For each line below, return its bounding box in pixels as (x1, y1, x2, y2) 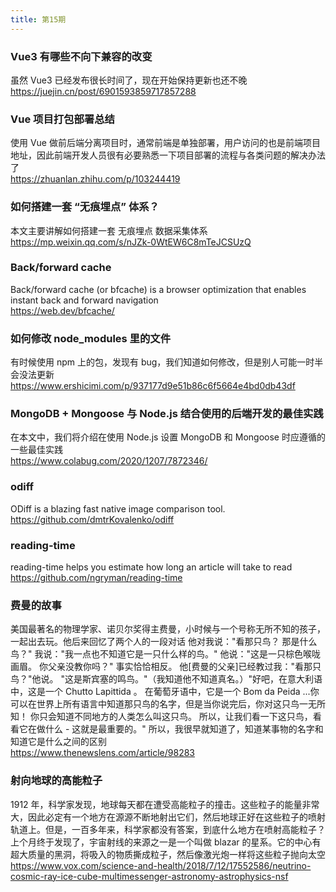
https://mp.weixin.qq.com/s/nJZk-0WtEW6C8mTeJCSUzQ (10, 236, 252, 248)
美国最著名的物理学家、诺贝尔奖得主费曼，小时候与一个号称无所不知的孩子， (10, 623, 326, 635)
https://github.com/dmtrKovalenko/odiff (10, 513, 175, 525)
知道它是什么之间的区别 (10, 736, 107, 748)
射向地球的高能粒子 (10, 774, 103, 788)
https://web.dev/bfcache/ (10, 304, 115, 316)
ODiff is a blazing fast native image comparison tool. (10, 502, 226, 515)
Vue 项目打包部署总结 (10, 112, 115, 126)
